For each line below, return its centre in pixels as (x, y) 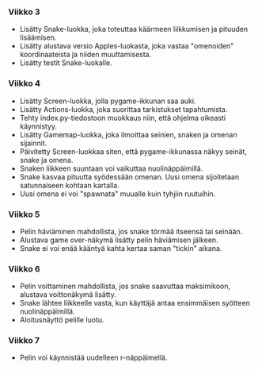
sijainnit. (33, 143)
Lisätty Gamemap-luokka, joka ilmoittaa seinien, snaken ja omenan (128, 134)
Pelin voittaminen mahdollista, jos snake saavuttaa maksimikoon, (125, 286)
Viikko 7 (24, 341)
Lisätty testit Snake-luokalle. (66, 63)
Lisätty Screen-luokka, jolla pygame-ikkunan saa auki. (108, 101)
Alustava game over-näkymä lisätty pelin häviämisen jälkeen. (119, 240)
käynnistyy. (38, 126)
